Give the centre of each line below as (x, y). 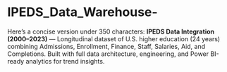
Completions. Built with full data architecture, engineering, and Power (108, 54)
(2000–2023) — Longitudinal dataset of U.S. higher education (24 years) (114, 38)
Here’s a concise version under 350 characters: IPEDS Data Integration (111, 31)
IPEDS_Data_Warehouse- (82, 12)
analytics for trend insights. (65, 61)
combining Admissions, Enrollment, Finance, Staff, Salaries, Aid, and (106, 46)
